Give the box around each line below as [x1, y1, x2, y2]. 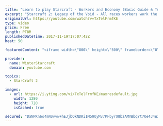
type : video [5, 20, 29, 26]
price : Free [5, 25, 29, 30]
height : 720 [14, 100, 38, 106]
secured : [5, 114, 23, 119]
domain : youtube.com [9, 65, 51, 70]
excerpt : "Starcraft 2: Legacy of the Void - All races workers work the [5, 12, 158, 16]
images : [5, 87, 21, 92]
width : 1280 [14, 96, 38, 101]
